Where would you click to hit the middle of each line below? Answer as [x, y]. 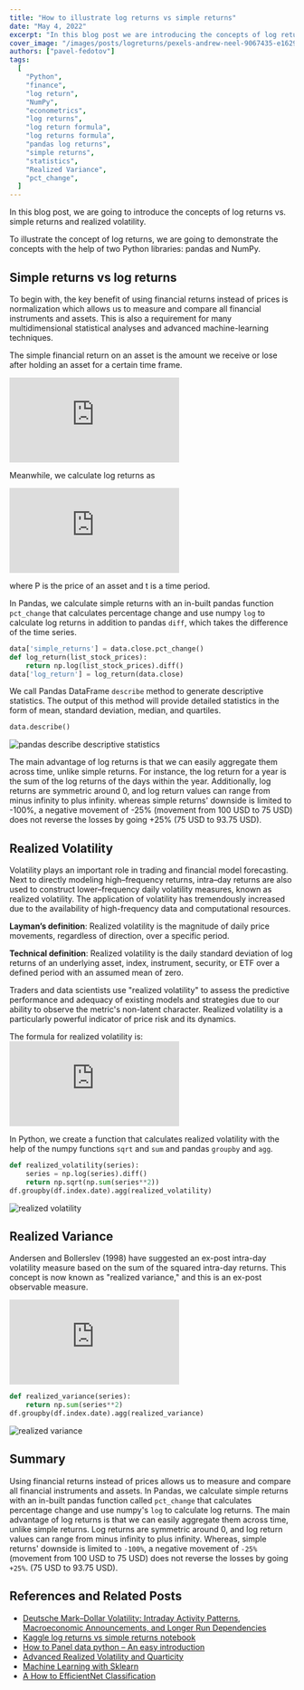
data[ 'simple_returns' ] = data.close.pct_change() [107, 649]
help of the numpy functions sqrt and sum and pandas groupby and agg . [141, 1149]
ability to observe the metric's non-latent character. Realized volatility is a [146, 1009]
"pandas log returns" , [68, 144]
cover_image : [34, 43]
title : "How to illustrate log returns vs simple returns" [123, 18]
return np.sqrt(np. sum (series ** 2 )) [93, 1182]
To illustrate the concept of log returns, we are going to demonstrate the [144, 239]
